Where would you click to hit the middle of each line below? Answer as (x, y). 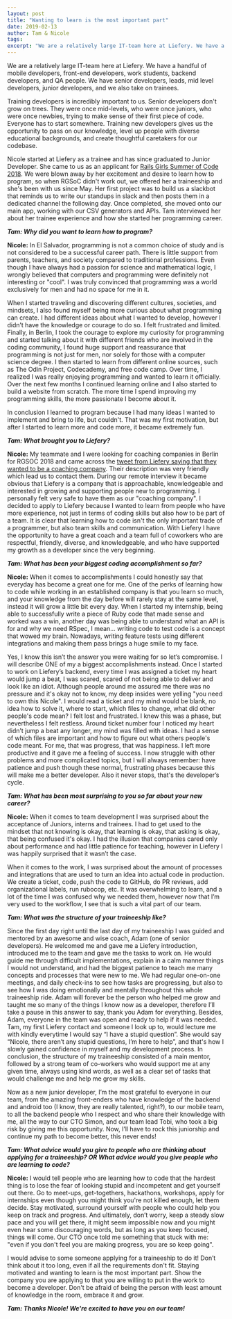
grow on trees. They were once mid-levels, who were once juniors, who (109, 109)
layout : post (26, 14)
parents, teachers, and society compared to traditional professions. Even (111, 260)
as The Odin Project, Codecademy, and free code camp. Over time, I (105, 369)
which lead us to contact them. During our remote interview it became (107, 476)
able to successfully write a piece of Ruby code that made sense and (106, 614)
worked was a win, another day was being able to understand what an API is (116, 621)
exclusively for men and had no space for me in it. (78, 289)
